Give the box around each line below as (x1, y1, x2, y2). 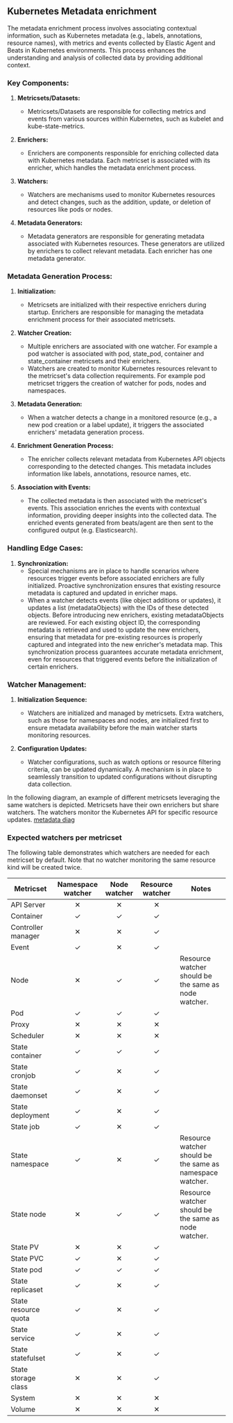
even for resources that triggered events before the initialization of (27, 655, 218, 663)
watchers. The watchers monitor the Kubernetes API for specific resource (7, 808, 218, 816)
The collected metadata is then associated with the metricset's (27, 497, 207, 505)
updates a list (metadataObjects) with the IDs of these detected (27, 603, 209, 612)
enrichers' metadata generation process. (27, 428, 144, 436)
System (10, 1393, 36, 1403)
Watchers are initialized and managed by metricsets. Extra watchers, (27, 709, 224, 717)
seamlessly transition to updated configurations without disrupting (27, 773, 217, 781)
